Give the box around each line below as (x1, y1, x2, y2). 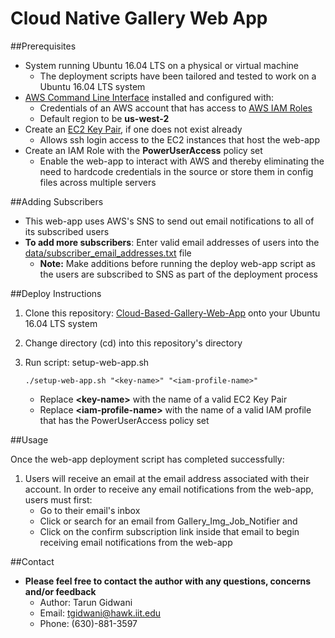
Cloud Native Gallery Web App (10, 7, 268, 30)
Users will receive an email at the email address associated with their (24, 472, 310, 484)
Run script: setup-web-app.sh (24, 356, 150, 368)
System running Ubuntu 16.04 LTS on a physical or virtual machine (24, 59, 300, 71)
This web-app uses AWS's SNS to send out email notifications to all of (24, 215, 315, 227)
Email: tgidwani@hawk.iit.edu (39, 607, 162, 619)
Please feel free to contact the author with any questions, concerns (24, 575, 312, 587)
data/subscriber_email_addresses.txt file (24, 247, 192, 259)
